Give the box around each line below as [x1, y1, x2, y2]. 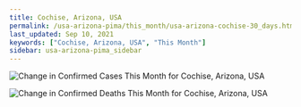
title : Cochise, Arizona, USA [9, 12, 123, 22]
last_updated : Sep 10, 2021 [9, 29, 115, 38]
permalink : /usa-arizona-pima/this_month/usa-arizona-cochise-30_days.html [9, 21, 298, 30]
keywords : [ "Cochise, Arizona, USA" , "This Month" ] [9, 37, 206, 47]
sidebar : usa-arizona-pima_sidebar [9, 46, 142, 55]
